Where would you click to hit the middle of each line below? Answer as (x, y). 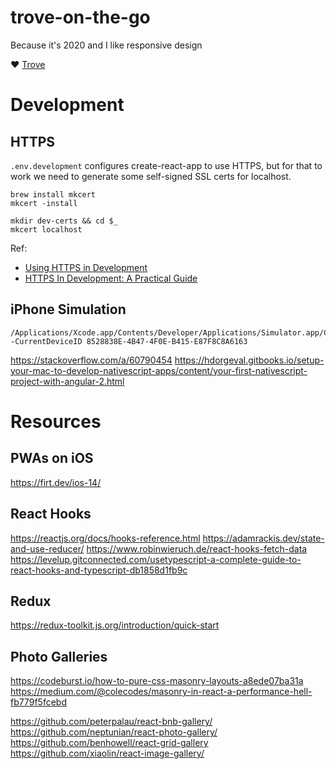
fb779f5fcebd (38, 702)
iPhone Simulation (68, 309)
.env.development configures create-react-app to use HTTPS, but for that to (166, 165)
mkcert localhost (46, 229)
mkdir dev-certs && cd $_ (64, 221)
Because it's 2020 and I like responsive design (106, 45)
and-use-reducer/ (47, 548)
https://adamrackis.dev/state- (263, 538)
